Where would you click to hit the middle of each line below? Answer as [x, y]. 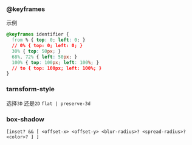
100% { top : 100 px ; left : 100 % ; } [55, 62]
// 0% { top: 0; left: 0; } [47, 46]
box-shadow [25, 119]
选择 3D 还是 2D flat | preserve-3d [49, 103]
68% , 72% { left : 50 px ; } [45, 57]
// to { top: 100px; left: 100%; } [57, 68]
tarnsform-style [30, 89]
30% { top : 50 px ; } [36, 51]
